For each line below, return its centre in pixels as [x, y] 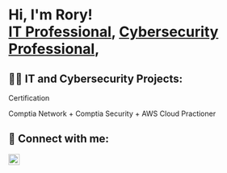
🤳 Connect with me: [59, 139]
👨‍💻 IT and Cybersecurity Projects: [96, 78]
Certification [29, 98]
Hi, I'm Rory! [50, 15]
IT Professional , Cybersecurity [113, 32]
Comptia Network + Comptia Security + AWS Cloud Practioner [112, 113]
